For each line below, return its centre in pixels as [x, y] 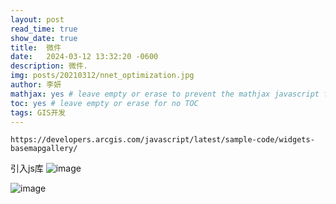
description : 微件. [49, 66]
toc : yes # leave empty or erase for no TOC [104, 103]
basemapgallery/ [44, 149]
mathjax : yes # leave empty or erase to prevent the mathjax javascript [165, 94]
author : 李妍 [36, 85]
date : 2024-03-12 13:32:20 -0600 [84, 57]
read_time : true [44, 29]
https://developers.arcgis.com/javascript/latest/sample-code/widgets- [162, 140]
